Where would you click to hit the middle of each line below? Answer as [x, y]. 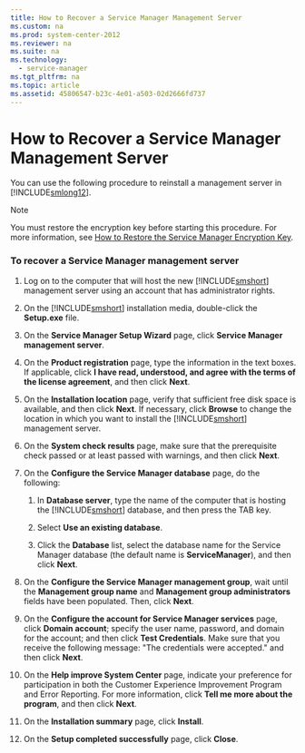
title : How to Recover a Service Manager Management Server [127, 18]
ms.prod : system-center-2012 [65, 34]
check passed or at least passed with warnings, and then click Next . [152, 455]
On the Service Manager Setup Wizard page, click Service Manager [153, 335]
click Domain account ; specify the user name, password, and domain [154, 628]
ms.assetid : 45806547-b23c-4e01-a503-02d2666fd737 [108, 93]
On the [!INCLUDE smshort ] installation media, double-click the [140, 308]
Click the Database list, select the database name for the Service [159, 544]
